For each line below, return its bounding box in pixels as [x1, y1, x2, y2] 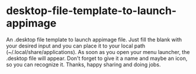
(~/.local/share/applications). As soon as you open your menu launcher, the [6, 48, 190, 55]
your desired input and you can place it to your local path [6, 42, 146, 49]
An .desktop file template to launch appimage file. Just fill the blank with [6, 36, 182, 43]
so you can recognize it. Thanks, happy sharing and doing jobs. [6, 60, 161, 68]
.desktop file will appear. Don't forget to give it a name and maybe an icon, [6, 55, 188, 62]
